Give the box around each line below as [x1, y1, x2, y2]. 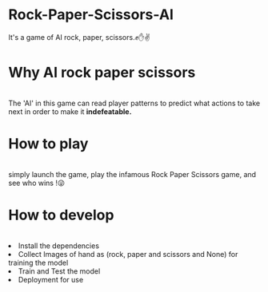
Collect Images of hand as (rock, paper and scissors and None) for [18, 249, 238, 258]
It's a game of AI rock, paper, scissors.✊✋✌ [8, 32, 150, 41]
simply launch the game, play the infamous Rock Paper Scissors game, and [8, 169, 257, 179]
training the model [8, 258, 69, 267]
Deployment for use [18, 274, 84, 284]
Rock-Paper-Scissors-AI [8, 6, 174, 24]
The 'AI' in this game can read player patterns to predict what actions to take [8, 98, 261, 108]
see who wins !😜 [8, 178, 66, 187]
